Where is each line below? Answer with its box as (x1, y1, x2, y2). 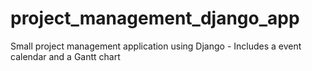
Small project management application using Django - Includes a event (10, 40, 302, 52)
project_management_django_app (10, 7, 300, 30)
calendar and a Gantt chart (10, 50, 121, 62)
